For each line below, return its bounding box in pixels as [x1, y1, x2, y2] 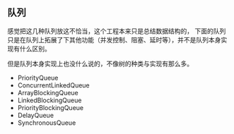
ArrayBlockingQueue [17, 88, 79, 97]
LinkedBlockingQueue [17, 96, 82, 104]
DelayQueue [17, 111, 54, 119]
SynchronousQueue [17, 118, 76, 127]
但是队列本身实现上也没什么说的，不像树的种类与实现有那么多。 [7, 59, 193, 68]
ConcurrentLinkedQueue [17, 80, 90, 90]
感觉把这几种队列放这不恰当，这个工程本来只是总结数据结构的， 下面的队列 [7, 27, 226, 35]
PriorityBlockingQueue [17, 103, 83, 111]
